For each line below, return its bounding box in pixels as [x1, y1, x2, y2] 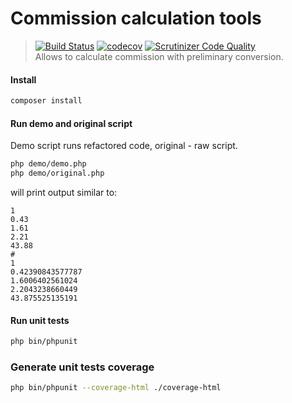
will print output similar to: [10, 186, 118, 198]
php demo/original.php [10, 168, 105, 179]
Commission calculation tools [10, 7, 262, 30]
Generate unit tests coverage [10, 360, 155, 374]
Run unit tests [10, 314, 70, 326]
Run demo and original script [10, 117, 133, 129]
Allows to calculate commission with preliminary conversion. [34, 50, 284, 62]
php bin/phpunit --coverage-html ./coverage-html [10, 383, 222, 393]
